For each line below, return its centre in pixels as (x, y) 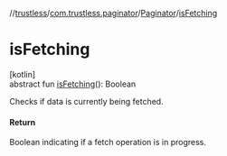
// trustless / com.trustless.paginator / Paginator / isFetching (113, 13)
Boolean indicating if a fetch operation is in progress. (108, 142)
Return (23, 122)
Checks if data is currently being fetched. (87, 101)
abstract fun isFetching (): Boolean (73, 84)
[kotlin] (23, 74)
